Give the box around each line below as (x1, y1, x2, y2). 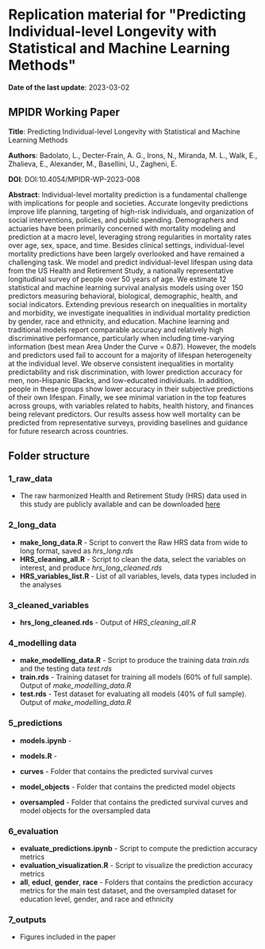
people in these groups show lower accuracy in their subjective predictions (8, 384, 254, 393)
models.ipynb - (19, 735, 72, 745)
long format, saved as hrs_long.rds (19, 546, 133, 556)
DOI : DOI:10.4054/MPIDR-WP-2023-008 (8, 174, 140, 184)
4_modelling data (8, 637, 77, 649)
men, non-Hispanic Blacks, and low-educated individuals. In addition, (8, 375, 236, 385)
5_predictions (8, 718, 63, 729)
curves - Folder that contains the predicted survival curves (19, 766, 213, 776)
